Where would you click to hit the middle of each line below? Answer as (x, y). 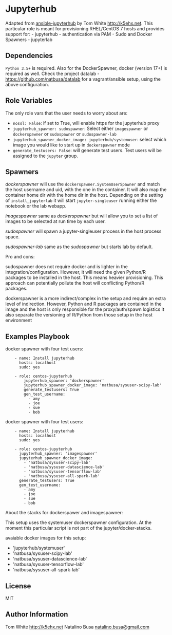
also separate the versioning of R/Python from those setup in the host (79, 315)
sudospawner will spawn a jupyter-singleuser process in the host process (83, 231)
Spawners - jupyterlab (29, 40)
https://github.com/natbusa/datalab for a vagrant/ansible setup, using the (83, 79)
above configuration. (27, 84)
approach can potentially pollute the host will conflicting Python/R (75, 283)
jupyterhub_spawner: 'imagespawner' (58, 454)
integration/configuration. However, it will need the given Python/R (76, 272)
